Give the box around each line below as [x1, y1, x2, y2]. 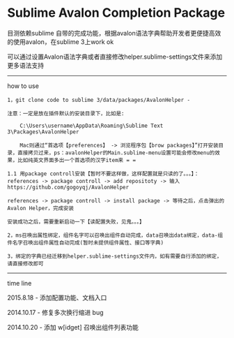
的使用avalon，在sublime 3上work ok [7, 37, 114, 46]
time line [7, 279, 32, 287]
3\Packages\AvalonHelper [7, 128, 79, 135]
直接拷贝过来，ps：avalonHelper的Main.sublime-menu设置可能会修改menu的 [17, 149, 215, 156]
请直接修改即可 [7, 260, 44, 267]
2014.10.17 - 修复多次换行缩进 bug [7, 308, 104, 316]
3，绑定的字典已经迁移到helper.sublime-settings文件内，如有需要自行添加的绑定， [7, 253, 222, 260]
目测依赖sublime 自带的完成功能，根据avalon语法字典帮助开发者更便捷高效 [7, 29, 221, 37]
